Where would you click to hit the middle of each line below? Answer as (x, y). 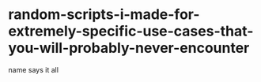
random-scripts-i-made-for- (104, 15)
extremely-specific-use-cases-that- (131, 31)
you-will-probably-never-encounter (129, 48)
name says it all (34, 69)
